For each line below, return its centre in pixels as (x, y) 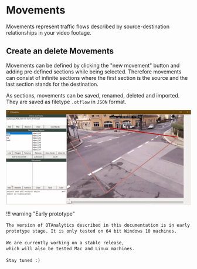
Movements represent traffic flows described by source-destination (88, 26)
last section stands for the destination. (52, 84)
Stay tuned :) (23, 260)
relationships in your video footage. (49, 32)
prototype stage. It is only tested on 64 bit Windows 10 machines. (91, 231)
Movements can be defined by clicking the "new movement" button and (93, 65)
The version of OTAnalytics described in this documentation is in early (98, 225)
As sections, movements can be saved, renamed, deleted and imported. (93, 95)
